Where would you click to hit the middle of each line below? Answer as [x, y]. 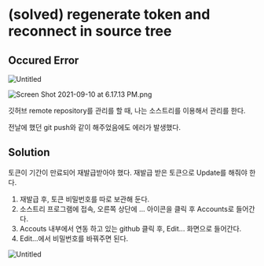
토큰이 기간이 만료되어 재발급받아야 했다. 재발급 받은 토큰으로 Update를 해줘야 [128, 172]
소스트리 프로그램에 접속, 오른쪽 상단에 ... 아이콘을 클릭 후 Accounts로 [126, 209]
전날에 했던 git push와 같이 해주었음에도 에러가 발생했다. [95, 127]
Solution [29, 152]
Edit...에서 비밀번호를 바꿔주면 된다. [74, 238]
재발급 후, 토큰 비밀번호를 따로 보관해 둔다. [84, 199]
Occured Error [44, 60]
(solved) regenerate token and [109, 15]
